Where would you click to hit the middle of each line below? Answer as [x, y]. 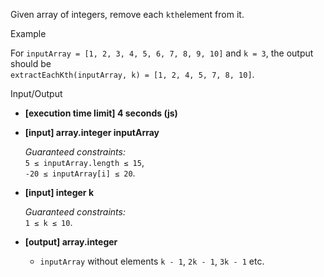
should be [31, 63]
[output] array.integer [71, 242]
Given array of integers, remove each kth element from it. [127, 14]
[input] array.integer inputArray [92, 132]
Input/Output [36, 93]
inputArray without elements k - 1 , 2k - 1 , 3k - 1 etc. [152, 261]
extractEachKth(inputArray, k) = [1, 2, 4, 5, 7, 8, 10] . [132, 74]
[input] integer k [59, 192]
